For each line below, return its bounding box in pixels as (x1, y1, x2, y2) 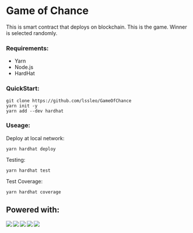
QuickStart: (6, 85, 40, 93)
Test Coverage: (6, 178, 43, 185)
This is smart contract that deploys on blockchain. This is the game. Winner (6, 23, 188, 30)
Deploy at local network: (6, 134, 65, 141)
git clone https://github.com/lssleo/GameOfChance (6, 98, 132, 103)
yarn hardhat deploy (6, 146, 57, 152)
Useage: (6, 121, 31, 130)
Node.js (14, 64, 34, 71)
